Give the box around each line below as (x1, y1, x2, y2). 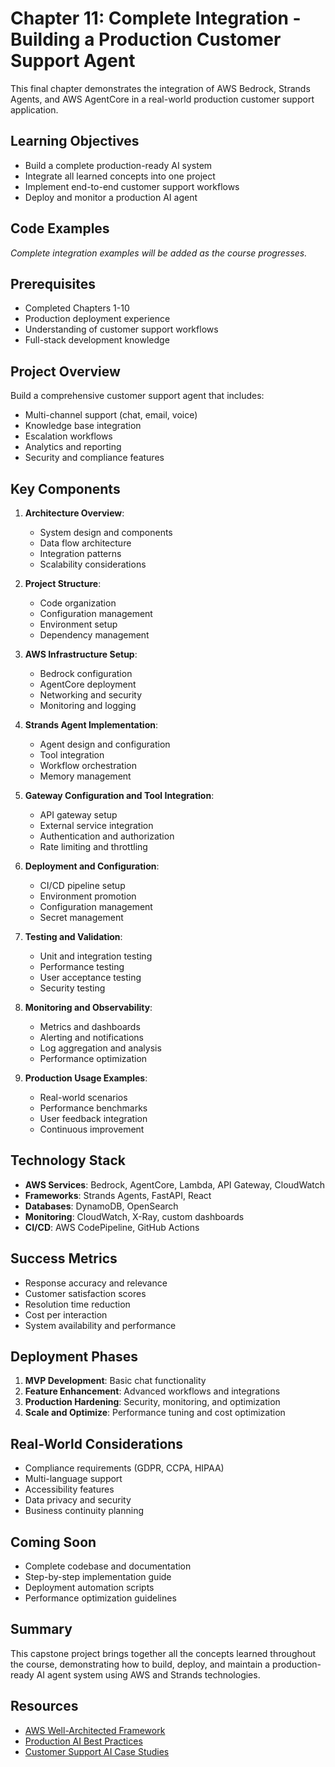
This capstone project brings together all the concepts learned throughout (10, 1647, 317, 1659)
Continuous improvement (39, 1123, 145, 1135)
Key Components (10, 480, 121, 497)
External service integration (39, 820, 154, 831)
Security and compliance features (24, 452, 165, 464)
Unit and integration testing (39, 950, 153, 962)
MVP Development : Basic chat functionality (24, 1375, 207, 1387)
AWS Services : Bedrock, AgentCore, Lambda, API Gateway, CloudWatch (24, 1178, 326, 1191)
